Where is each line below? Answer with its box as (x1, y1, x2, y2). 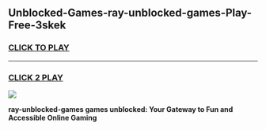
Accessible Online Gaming (8, 113, 97, 122)
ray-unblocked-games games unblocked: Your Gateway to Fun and (8, 104, 234, 113)
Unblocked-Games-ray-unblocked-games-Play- (8, 6, 252, 20)
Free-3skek (8, 19, 66, 32)
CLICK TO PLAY (8, 43, 70, 54)
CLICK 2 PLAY (8, 72, 63, 83)
